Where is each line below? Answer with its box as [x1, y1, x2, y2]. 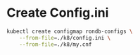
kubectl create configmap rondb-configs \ [6, 28, 133, 35]
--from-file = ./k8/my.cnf [19, 40, 92, 48]
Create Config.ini [6, 5, 109, 21]
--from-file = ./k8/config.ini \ [19, 34, 111, 41]
